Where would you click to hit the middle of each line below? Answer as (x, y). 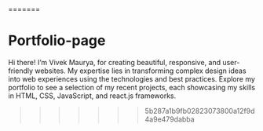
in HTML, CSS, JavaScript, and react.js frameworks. (92, 96)
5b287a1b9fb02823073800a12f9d (200, 111)
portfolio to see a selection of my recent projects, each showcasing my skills (132, 87)
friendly (21, 71)
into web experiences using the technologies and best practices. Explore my (131, 78)
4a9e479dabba (170, 119)
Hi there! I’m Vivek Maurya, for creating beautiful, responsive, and (115, 62)
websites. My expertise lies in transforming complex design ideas (141, 71)
